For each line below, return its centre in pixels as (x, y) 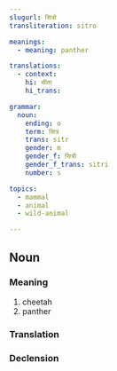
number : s (43, 173)
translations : (35, 66)
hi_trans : (43, 91)
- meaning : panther (53, 50)
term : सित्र (42, 131)
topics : (23, 189)
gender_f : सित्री (51, 156)
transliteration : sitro (53, 26)
